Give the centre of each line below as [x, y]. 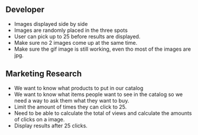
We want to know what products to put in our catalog [79, 88]
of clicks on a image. [39, 119]
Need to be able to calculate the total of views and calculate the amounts [103, 113]
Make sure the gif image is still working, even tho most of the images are [103, 49]
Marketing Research [44, 74]
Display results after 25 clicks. [51, 126]
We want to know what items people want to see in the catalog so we [98, 94]
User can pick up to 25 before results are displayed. [77, 36]
